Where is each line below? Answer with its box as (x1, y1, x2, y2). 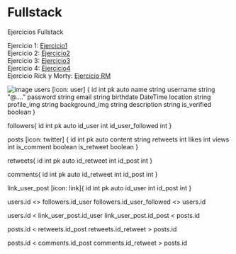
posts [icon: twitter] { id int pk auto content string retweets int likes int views (7, 135, 230, 144)
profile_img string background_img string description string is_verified (7, 100, 211, 108)
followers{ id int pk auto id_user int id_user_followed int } (7, 121, 172, 129)
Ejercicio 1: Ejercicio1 (7, 41, 68, 50)
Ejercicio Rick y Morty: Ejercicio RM (7, 71, 111, 80)
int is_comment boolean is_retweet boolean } (7, 142, 139, 151)
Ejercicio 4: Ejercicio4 (7, 64, 71, 72)
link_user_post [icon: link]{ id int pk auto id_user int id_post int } (7, 183, 192, 192)
